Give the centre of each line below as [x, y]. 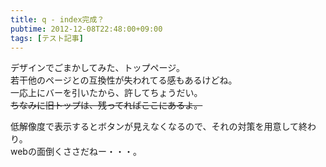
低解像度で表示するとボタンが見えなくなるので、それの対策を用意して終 [159, 127]
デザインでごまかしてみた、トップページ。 [97, 68]
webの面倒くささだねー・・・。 [76, 152]
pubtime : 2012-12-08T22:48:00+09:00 [86, 29]
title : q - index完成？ [57, 19]
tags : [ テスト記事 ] [47, 38]
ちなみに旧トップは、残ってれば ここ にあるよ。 [106, 105]
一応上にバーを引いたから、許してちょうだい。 [106, 93]
